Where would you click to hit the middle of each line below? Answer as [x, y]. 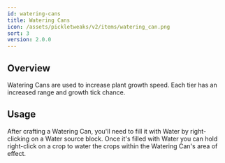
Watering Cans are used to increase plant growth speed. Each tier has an [112, 85]
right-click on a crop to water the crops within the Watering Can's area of [112, 146]
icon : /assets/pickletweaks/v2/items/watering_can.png [89, 27]
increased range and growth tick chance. [66, 92]
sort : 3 [19, 33]
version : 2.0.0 [29, 40]
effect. [17, 153]
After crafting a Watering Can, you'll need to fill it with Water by [98, 131]
